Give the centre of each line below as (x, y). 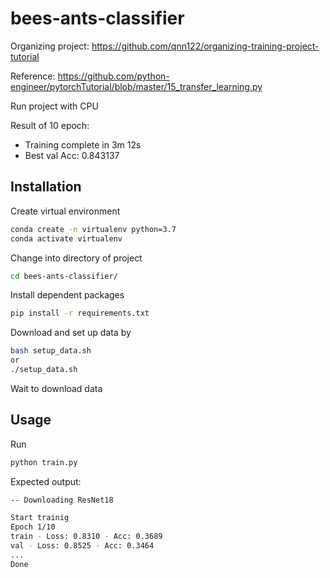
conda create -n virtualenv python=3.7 (93, 229)
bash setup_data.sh (51, 351)
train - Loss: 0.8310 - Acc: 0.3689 (86, 537)
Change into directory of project (76, 258)
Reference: (33, 76)
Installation (46, 187)
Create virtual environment (65, 211)
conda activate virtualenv (66, 238)
